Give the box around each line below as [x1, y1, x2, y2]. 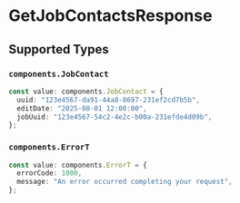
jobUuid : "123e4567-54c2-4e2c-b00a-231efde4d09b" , [16, 112, 213, 121]
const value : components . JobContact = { [8, 87, 165, 96]
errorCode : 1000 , [16, 169, 83, 178]
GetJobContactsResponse [8, 5, 213, 26]
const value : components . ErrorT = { [8, 160, 147, 169]
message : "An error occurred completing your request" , [16, 178, 233, 187]
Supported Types [8, 42, 110, 57]
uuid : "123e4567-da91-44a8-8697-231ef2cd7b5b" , [16, 95, 201, 104]
